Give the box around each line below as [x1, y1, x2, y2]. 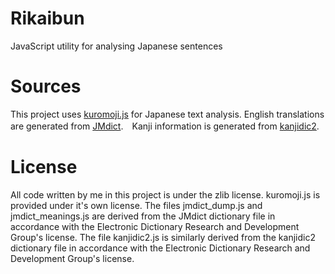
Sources [10, 75, 82, 98]
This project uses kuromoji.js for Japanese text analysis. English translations [10, 108, 325, 120]
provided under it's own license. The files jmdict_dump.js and [10, 199, 263, 211]
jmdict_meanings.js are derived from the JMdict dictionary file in [10, 210, 276, 222]
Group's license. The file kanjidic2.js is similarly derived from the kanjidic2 [10, 231, 316, 243]
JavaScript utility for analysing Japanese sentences [10, 40, 223, 52]
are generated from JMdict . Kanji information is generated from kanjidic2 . [10, 120, 320, 132]
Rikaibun [10, 7, 85, 30]
